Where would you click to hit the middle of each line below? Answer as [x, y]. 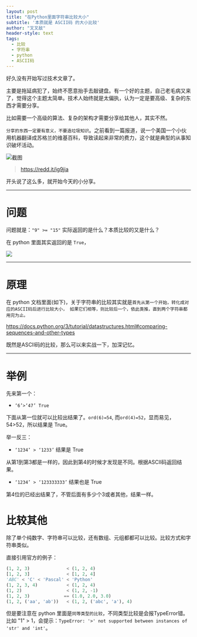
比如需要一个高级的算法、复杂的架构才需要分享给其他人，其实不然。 [88, 117]
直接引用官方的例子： [32, 558]
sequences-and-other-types [40, 333]
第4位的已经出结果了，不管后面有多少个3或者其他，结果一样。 [81, 494]
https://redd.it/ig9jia [45, 169]
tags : [13, 39]
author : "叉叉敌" [26, 28]
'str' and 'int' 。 [28, 628]
